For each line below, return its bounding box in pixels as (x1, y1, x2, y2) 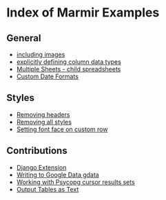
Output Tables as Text (16, 185, 79, 193)
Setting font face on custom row (16, 125, 108, 133)
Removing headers (16, 110, 70, 118)
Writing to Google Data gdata (16, 170, 99, 179)
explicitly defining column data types (16, 58, 121, 66)
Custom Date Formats (16, 72, 79, 80)
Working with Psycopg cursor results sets (16, 177, 135, 186)
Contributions (6, 145, 68, 157)
